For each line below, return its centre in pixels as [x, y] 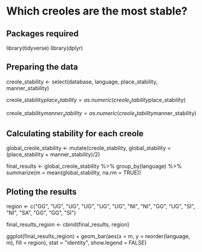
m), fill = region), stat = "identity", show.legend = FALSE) [77, 243]
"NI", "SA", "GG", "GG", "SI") [41, 213]
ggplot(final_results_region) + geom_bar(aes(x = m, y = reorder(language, [98, 236]
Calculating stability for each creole [75, 134]
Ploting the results [41, 192]
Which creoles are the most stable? [97, 11]
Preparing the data [42, 67]
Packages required [43, 34]
